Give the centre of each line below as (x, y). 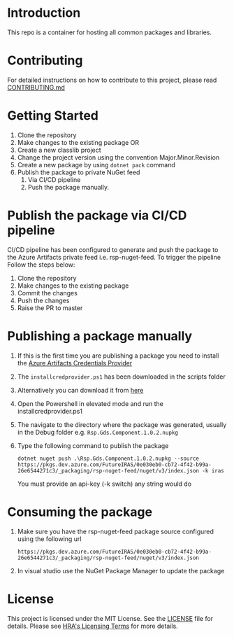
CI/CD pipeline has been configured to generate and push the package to (113, 249)
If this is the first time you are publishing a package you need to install (118, 356)
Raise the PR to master (50, 308)
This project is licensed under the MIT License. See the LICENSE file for (110, 618)
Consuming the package (80, 512)
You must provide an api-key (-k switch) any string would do (104, 484)
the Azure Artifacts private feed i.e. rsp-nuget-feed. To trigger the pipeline (114, 257)
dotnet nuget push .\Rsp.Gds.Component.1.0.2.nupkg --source (108, 458)
